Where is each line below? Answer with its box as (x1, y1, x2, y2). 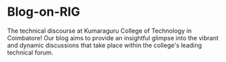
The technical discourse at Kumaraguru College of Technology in (7, 27, 192, 35)
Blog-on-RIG (7, 4, 81, 20)
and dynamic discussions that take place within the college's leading (7, 41, 202, 49)
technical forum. (7, 48, 54, 57)
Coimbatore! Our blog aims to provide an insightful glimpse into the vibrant (7, 33, 219, 42)
